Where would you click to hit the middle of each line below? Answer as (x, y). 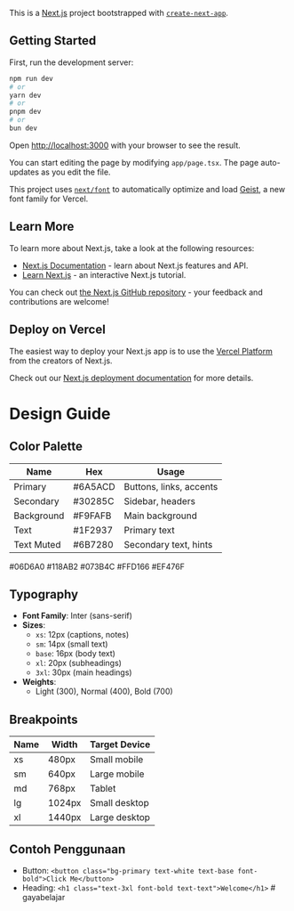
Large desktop (120, 817)
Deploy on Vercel (58, 330)
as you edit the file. (76, 172)
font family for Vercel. (49, 199)
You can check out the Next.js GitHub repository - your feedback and (136, 292)
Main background (160, 516)
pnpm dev (25, 112)
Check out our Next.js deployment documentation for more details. (131, 378)
